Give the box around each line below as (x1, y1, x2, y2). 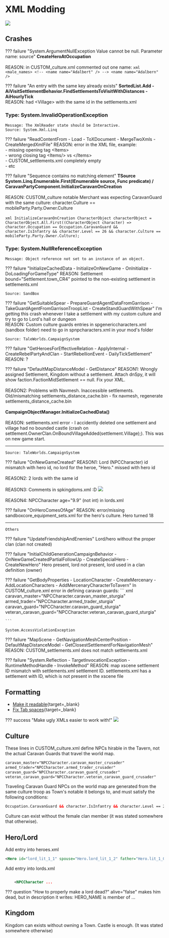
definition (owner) (5, 567, 42, 573)
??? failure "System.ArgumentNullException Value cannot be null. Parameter (5, 48, 162, 54)
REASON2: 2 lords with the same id (5, 475, 78, 481)
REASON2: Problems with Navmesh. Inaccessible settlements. (5, 387, 134, 393)
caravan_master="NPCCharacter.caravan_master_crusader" (5, 760, 125, 765)
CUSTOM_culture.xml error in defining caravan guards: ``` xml (5, 587, 133, 594)
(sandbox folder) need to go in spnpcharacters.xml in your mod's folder (5, 327, 153, 333)
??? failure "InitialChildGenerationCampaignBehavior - (5, 551, 117, 557)
